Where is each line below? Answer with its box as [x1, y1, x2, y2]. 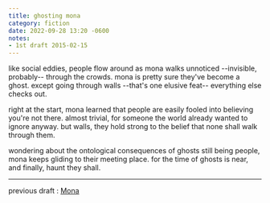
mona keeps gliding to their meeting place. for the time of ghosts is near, [8, 154, 249, 164]
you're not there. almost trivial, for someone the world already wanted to [8, 113, 248, 123]
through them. [8, 130, 55, 140]
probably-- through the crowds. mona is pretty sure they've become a [8, 72, 240, 82]
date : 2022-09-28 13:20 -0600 [8, 26, 110, 35]
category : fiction [8, 19, 70, 27]
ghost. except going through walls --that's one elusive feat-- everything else [8, 81, 262, 91]
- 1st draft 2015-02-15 [8, 42, 88, 50]
